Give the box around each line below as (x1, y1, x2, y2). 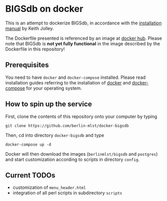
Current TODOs (5, 171, 56, 180)
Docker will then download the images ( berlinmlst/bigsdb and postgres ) (5, 151, 158, 157)
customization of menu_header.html (12, 184, 86, 191)
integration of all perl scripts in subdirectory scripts (12, 190, 123, 196)
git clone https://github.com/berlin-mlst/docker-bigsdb (5, 123, 129, 128)
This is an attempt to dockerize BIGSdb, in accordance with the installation (5, 20, 162, 26)
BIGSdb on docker (5, 3, 83, 15)
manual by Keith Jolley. (5, 25, 54, 31)
